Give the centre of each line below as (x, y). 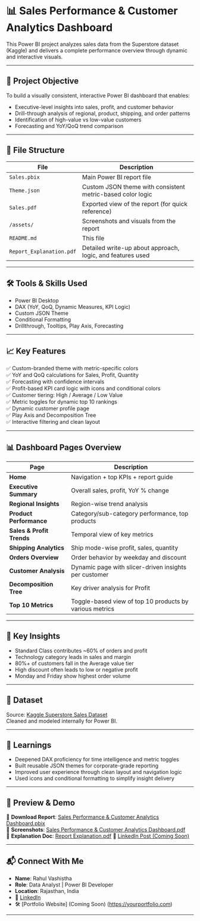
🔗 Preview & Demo (41, 803)
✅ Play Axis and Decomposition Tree (51, 415)
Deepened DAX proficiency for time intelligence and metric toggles (97, 760)
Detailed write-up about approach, (131, 248)
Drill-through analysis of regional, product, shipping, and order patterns (102, 113)
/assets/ (21, 224)
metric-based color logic (117, 194)
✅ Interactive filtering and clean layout (53, 422)
